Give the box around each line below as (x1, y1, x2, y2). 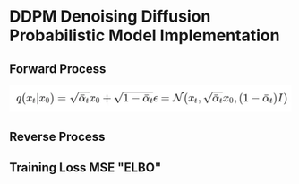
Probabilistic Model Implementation (9, 25, 280, 46)
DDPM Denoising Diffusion (9, 6, 211, 27)
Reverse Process (9, 129, 106, 145)
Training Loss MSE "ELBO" (9, 160, 162, 175)
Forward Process (9, 61, 107, 76)
